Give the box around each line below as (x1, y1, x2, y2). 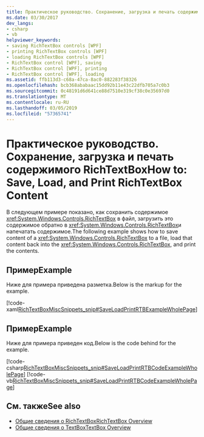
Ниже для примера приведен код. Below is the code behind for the (6, 339, 176, 346)
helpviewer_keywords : (6, 37, 61, 43)
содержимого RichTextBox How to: (6, 162, 188, 176)
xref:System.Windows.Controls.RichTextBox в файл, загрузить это (6, 215, 174, 222)
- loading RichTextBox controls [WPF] (6, 54, 104, 60)
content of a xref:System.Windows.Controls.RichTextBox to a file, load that (6, 235, 192, 242)
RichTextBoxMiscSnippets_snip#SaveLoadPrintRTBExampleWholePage (18, 306, 196, 313)
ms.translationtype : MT (6, 94, 67, 100)
